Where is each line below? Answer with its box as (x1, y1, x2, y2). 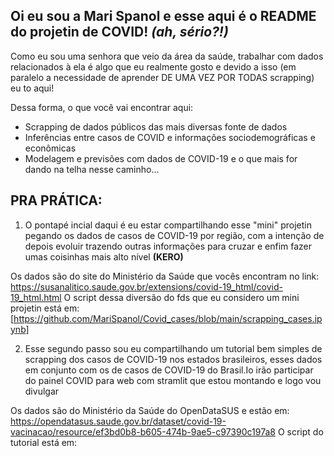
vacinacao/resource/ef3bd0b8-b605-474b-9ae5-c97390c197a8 (10, 425, 276, 438)
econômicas (24, 142, 77, 154)
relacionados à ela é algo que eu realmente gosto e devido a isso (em (10, 60, 297, 73)
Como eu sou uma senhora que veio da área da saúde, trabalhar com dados (10, 50, 324, 62)
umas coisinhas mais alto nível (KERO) (24, 250, 184, 263)
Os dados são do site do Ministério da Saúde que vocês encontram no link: (10, 270, 320, 282)
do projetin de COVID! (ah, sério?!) (10, 24, 229, 41)
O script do (277, 425, 324, 438)
